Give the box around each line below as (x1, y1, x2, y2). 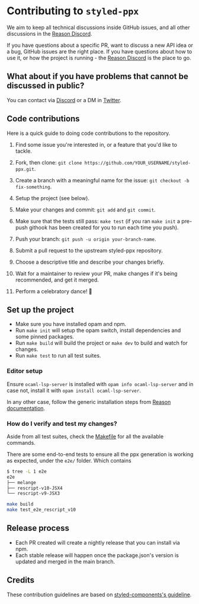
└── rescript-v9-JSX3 (7, 491, 60, 497)
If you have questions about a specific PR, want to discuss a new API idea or (7, 42, 194, 49)
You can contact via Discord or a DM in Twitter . (7, 96, 122, 103)
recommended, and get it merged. (15, 276, 99, 283)
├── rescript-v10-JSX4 (7, 485, 63, 491)
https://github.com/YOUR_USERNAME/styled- (84, 160, 191, 166)
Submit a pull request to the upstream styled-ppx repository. (15, 246, 163, 254)
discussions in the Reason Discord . (7, 30, 92, 37)
